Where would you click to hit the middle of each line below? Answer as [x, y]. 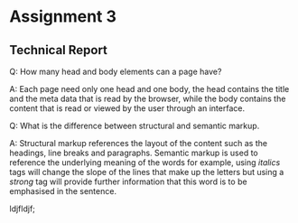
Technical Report [59, 50]
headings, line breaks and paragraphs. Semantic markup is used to [134, 153]
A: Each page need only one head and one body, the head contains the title [149, 89]
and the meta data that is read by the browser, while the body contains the [148, 98]
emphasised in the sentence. [63, 191]
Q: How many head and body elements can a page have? [116, 71]
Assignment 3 [63, 17]
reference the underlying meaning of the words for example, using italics [145, 163]
